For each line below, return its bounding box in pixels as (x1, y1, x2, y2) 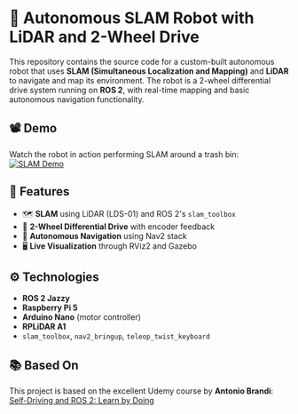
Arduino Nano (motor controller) (21, 312, 142, 322)
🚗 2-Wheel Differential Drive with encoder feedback (21, 221, 216, 232)
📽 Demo (9, 121, 58, 136)
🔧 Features (9, 184, 70, 199)
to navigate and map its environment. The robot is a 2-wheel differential (9, 75, 271, 85)
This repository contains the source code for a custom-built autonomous (9, 56, 275, 67)
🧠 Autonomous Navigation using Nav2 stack (21, 230, 188, 241)
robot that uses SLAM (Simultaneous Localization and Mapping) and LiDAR (9, 66, 289, 76)
